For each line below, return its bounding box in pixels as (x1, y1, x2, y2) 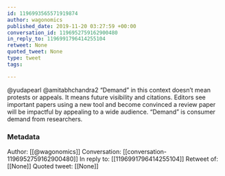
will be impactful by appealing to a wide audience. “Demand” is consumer (7, 108, 216, 116)
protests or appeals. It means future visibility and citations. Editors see (7, 93, 206, 101)
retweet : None (7, 42, 48, 49)
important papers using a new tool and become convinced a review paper (7, 100, 216, 108)
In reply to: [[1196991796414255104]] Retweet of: (79, 155, 218, 163)
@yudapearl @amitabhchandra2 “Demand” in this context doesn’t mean (7, 86, 211, 94)
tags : (7, 61, 23, 68)
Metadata (7, 131, 40, 141)
